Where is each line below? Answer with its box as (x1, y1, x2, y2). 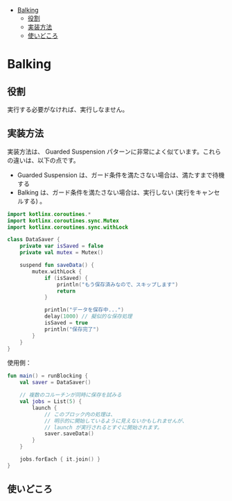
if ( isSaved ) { (44, 274, 89, 281)
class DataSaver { (7, 236, 60, 243)
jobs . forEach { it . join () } (19, 456, 100, 463)
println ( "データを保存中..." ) (44, 306, 125, 313)
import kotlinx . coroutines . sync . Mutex (7, 217, 119, 224)
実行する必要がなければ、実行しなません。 (7, 106, 129, 113)
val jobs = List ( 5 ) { (19, 398, 82, 405)
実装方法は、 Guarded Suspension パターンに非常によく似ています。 (7, 147, 203, 156)
